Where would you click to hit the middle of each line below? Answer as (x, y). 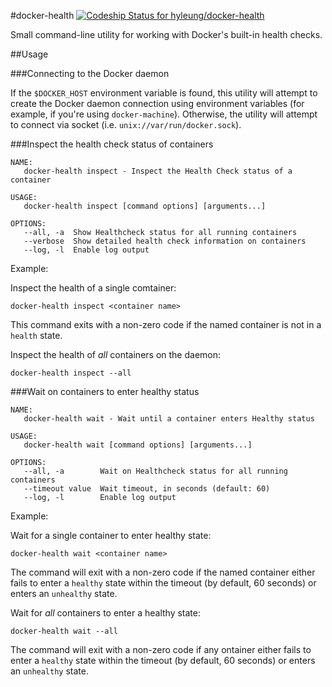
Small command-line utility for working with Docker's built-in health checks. (166, 34)
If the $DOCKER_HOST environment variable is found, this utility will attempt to (164, 93)
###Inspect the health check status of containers (112, 144)
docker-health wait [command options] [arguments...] (138, 445)
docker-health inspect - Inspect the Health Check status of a (158, 171)
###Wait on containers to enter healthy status (105, 391)
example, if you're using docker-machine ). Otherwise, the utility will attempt (164, 114)
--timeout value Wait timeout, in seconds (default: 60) (147, 489)
